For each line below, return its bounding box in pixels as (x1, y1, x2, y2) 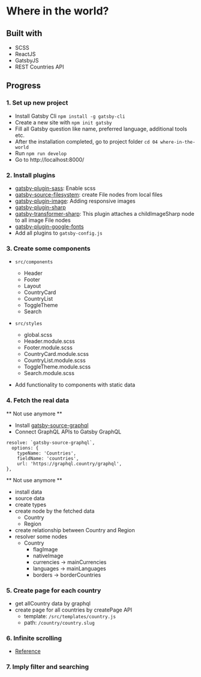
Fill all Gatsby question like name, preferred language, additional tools (14, 125, 187, 132)
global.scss (23, 331, 53, 338)
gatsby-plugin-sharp (14, 203, 66, 211)
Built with (6, 28, 43, 38)
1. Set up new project (6, 99, 68, 107)
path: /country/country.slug (23, 619, 95, 626)
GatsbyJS (14, 57, 39, 64)
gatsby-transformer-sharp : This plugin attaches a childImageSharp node (14, 210, 195, 217)
